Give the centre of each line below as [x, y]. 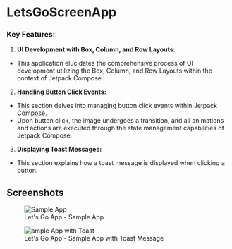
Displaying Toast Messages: [59, 150]
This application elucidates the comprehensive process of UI [105, 63]
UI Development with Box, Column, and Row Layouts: [96, 49]
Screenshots [35, 192]
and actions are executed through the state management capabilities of [121, 128]
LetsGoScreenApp [62, 12]
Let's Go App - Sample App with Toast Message [94, 238]
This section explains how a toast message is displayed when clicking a [121, 163]
